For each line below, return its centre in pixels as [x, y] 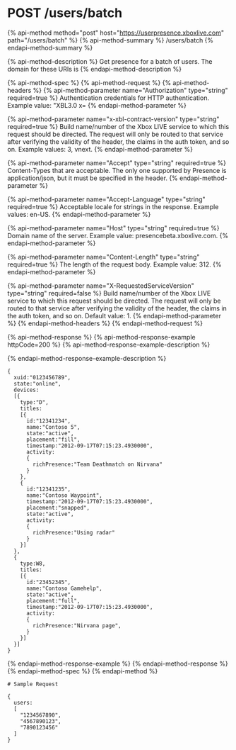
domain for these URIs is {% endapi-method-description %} [95, 69]
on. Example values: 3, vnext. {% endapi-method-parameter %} [100, 149]
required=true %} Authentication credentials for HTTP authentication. [108, 98]
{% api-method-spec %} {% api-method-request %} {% [89, 82]
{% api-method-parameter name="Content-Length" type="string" [104, 257]
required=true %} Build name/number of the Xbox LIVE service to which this [118, 126]
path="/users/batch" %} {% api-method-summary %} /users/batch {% [111, 40]
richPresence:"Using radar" [74, 532]
